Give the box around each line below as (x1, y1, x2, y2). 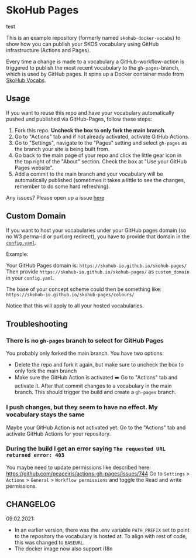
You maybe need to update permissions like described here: (6, 464, 151, 471)
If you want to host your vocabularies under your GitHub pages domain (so (6, 227, 187, 234)
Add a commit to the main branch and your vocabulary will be (14, 170, 163, 177)
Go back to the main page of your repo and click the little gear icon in (14, 152, 182, 159)
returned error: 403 (6, 452, 65, 458)
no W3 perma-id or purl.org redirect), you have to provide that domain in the (6, 232, 190, 240)
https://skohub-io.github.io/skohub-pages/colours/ (6, 292, 135, 297)
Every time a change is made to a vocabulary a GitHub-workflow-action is (6, 58, 184, 65)
